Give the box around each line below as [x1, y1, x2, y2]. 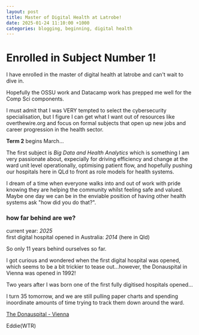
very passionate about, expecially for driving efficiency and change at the [6, 156, 188, 163]
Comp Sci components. [6, 95, 64, 102]
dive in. [6, 77, 25, 84]
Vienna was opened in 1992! [6, 270, 76, 277]
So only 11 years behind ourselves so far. [6, 245, 107, 252]
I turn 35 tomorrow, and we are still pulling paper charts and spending [6, 293, 179, 300]
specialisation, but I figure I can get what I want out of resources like [6, 113, 175, 120]
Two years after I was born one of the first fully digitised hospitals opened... [6, 281, 193, 288]
